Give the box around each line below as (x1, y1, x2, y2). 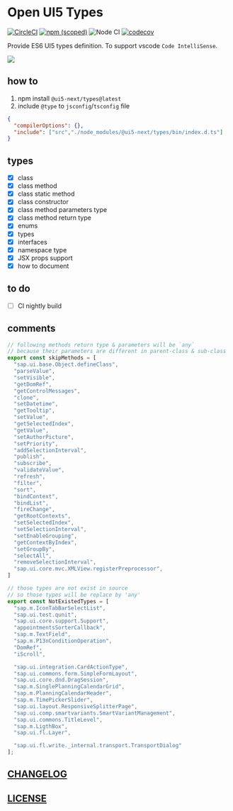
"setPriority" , (13, 440, 59, 447)
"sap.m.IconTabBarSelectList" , (13, 604, 106, 612)
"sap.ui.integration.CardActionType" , (13, 664, 129, 671)
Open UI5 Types (7, 4, 104, 21)
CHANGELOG (7, 768, 67, 781)
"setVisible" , (13, 374, 55, 381)
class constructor (17, 198, 69, 206)
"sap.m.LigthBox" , (13, 722, 69, 730)
